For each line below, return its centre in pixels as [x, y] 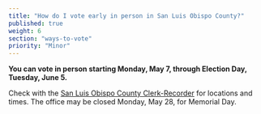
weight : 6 [25, 31]
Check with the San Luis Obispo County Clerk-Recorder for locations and [130, 93]
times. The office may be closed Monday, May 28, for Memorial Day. [122, 102]
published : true [36, 23]
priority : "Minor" [39, 46]
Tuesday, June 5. [38, 78]
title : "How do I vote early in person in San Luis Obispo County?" [126, 16]
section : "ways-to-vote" [50, 38]
